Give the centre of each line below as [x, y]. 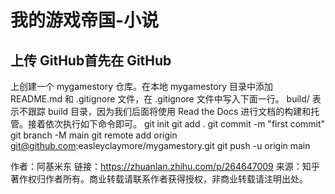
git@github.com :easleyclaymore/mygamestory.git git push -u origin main [160, 145]
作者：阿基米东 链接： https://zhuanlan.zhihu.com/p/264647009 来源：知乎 [165, 166]
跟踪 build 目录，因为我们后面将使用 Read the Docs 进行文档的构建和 [169, 111]
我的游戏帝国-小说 [85, 20]
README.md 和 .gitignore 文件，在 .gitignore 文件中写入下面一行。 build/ [160, 99]
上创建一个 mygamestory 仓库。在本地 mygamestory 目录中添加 [141, 86]
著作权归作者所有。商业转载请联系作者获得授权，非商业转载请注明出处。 [159, 179]
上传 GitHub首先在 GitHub [91, 60]
